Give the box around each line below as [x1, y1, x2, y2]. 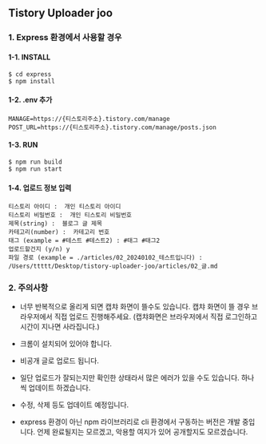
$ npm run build [8, 158, 62, 166]
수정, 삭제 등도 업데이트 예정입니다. [19, 400, 129, 410]
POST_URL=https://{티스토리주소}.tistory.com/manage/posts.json [8, 123, 217, 131]
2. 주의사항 [8, 282, 49, 293]
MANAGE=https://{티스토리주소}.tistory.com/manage [8, 115, 170, 123]
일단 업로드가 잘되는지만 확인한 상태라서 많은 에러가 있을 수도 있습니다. [19, 373, 240, 383]
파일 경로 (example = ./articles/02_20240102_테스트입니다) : [8, 254, 203, 262]
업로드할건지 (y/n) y [8, 245, 70, 253]
